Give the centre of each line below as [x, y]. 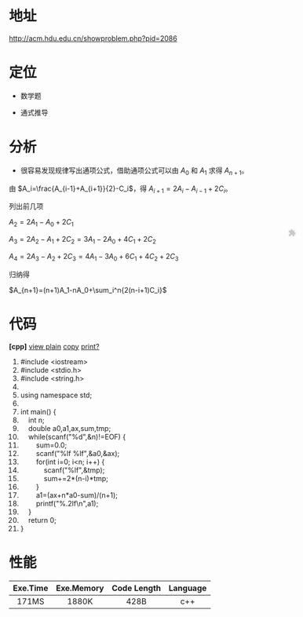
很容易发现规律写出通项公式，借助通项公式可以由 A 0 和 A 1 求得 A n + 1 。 [134, 171]
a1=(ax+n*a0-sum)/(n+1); [77, 495]
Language [188, 588]
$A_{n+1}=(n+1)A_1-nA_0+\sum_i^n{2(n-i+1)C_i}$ [88, 290]
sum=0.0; [51, 445]
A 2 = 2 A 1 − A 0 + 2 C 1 [41, 223]
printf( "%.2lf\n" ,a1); [67, 503]
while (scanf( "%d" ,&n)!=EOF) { [77, 436]
